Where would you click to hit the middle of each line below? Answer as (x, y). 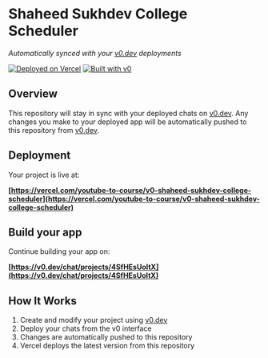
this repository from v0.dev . (54, 130)
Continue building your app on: (59, 251)
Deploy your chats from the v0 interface (86, 328)
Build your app (45, 232)
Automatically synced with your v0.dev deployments (95, 53)
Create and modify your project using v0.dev (94, 320)
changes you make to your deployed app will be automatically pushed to (128, 122)
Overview (33, 94)
